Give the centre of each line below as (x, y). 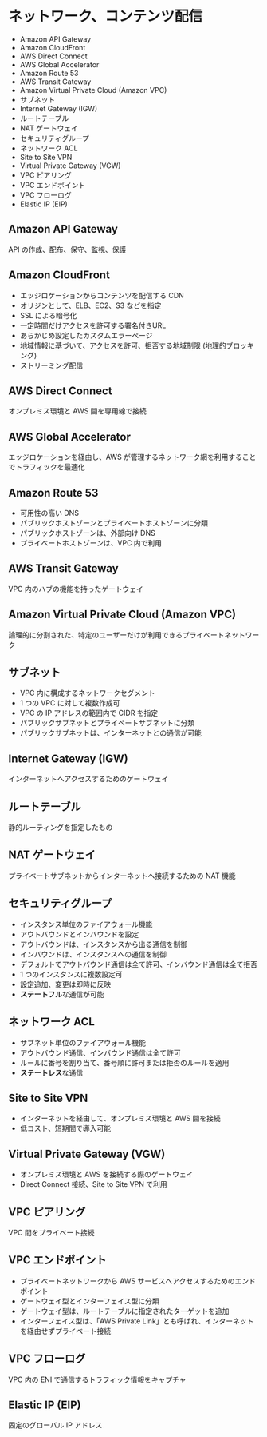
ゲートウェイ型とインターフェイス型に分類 (89, 1301)
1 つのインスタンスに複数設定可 (71, 974)
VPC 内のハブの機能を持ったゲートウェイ (76, 589)
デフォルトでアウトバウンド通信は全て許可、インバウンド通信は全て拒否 (138, 964)
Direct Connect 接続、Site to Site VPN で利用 (93, 1184)
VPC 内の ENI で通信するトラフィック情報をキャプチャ (97, 1379)
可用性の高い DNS (49, 513)
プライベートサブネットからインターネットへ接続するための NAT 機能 (122, 876)
